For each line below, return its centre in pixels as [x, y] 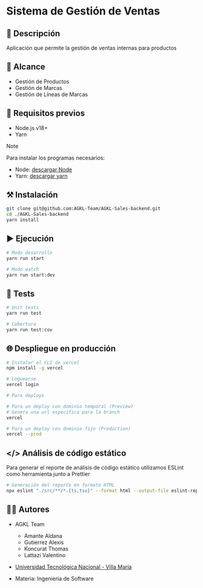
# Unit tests [23, 308]
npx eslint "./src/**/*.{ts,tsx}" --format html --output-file [88, 491]
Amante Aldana [43, 535]
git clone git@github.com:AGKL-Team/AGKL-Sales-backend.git [84, 209]
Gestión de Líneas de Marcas [51, 94]
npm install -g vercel [35, 368]
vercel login [23, 385]
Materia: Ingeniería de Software [54, 578]
